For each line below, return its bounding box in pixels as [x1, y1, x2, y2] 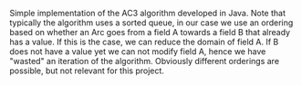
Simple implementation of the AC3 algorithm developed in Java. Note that [9, 8, 286, 18]
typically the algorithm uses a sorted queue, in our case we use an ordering [9, 17, 294, 28]
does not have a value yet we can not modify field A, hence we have [9, 46, 266, 57]
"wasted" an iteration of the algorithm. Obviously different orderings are [9, 56, 280, 66]
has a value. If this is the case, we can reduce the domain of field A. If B [9, 36, 279, 47]
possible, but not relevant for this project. [9, 65, 164, 76]
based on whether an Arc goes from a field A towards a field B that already [9, 27, 290, 37]
